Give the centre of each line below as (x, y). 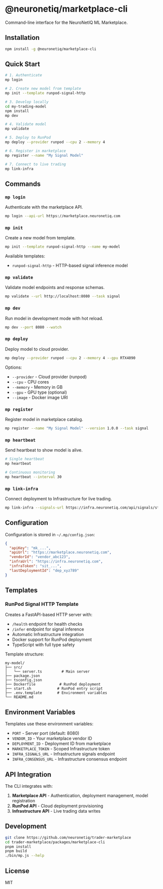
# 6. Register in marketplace (36, 151)
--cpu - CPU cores (31, 382)
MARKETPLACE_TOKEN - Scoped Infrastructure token (61, 749)
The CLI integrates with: (29, 786)
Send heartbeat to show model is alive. (44, 450)
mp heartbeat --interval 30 (33, 477)
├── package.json (23, 676)
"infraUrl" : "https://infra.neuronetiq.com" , (56, 562)
